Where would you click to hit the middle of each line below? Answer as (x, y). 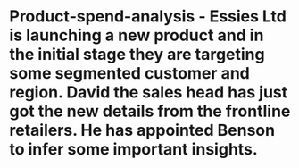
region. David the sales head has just (149, 92)
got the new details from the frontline (150, 111)
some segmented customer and (129, 74)
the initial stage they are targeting (137, 55)
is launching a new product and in (137, 35)
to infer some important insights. (134, 150)
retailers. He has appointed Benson (142, 130)
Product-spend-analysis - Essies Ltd (148, 17)
